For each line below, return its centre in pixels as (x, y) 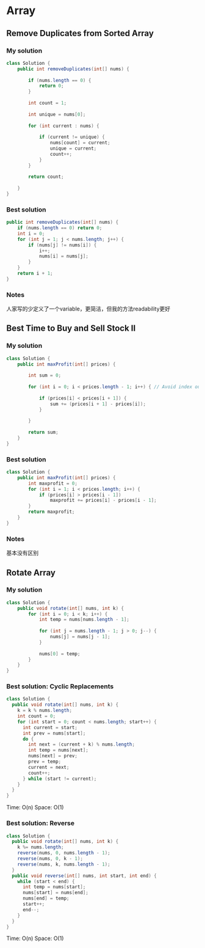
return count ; (46, 177)
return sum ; (44, 432)
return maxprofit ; (52, 512)
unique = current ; (73, 149)
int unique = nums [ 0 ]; (57, 114)
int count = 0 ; (37, 716)
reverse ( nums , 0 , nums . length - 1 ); (64, 853)
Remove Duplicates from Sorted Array (80, 33)
